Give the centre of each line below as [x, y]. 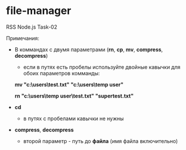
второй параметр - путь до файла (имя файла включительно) [101, 141]
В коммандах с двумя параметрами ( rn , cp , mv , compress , [89, 49]
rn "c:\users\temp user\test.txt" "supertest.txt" [74, 96]
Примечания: [23, 38]
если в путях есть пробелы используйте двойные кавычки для [102, 67]
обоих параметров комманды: [61, 73]
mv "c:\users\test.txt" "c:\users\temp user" [69, 84]
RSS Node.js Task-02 [32, 27]
